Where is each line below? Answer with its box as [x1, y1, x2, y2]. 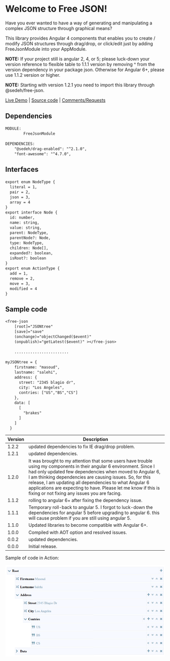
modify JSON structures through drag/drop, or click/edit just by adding [5, 40, 153, 46]
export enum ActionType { [5, 265, 60, 271]
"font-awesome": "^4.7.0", [14, 151, 71, 157]
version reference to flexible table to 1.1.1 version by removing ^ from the [5, 61, 155, 67]
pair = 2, [10, 189, 30, 195]
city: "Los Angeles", [18, 385, 65, 390]
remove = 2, [10, 276, 35, 281]
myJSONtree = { [5, 359, 37, 365]
